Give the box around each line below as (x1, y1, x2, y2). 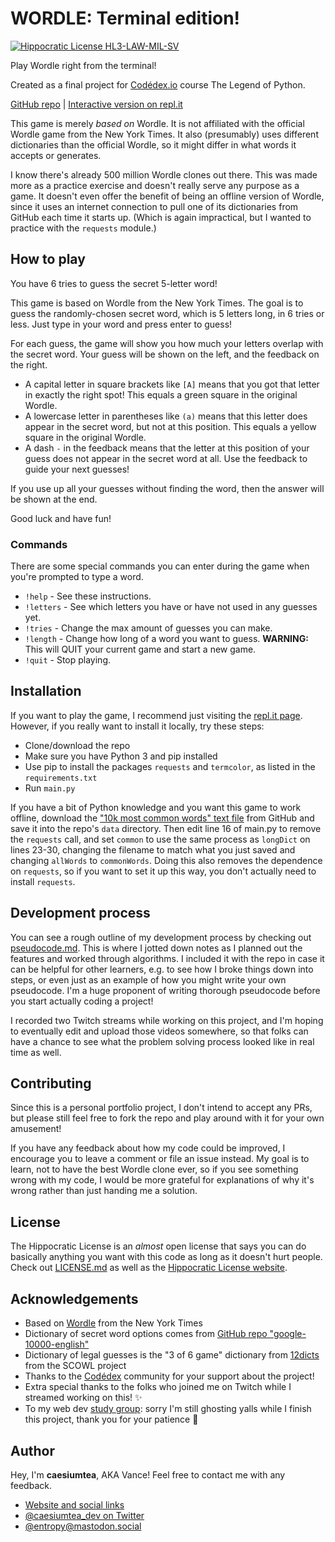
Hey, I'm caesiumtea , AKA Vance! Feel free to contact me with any (10, 1468, 286, 1481)
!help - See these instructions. (24, 590, 152, 602)
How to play (10, 251, 86, 268)
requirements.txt (24, 773, 98, 783)
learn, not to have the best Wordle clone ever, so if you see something (10, 1163, 299, 1176)
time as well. (10, 1046, 62, 1058)
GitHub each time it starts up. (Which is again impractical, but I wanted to (10, 211, 312, 223)
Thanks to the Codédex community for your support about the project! (24, 1370, 315, 1382)
